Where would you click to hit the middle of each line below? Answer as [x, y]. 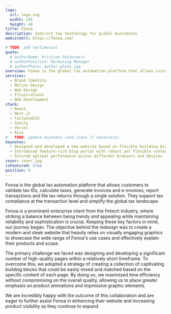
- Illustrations [27, 95]
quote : [12, 52]
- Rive [17, 133]
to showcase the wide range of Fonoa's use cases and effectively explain [82, 238]
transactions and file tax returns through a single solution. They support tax [84, 196]
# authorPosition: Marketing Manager [50, 61]
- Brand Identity [28, 81]
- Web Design [24, 90]
